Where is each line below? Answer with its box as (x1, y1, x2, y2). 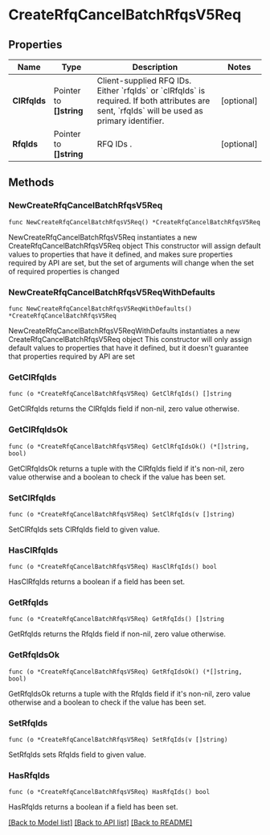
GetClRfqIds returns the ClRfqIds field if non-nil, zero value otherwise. (8, 404, 239, 413)
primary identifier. (96, 115, 165, 126)
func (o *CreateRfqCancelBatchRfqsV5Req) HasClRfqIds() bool (8, 563, 218, 571)
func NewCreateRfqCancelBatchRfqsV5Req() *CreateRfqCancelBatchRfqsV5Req (8, 218, 261, 226)
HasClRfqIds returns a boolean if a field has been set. (8, 577, 186, 586)
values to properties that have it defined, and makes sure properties (8, 249, 233, 259)
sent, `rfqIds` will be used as (96, 105, 203, 116)
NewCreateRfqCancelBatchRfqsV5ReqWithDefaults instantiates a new (8, 326, 240, 335)
